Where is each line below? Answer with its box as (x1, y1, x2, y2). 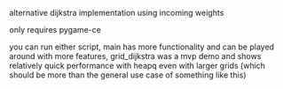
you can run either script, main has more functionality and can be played (9, 41, 275, 52)
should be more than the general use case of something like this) (9, 70, 247, 80)
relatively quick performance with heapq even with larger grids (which (9, 61, 266, 70)
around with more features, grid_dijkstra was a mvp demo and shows (9, 51, 262, 61)
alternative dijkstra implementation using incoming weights (9, 8, 224, 18)
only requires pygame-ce (9, 25, 102, 34)
